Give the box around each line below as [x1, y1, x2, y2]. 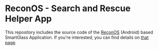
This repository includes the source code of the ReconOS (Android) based [5, 29, 154, 35]
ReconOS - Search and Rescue [5, 3, 131, 14]
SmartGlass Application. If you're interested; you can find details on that [5, 34, 149, 40]
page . [5, 39, 17, 45]
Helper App [5, 13, 52, 24]
